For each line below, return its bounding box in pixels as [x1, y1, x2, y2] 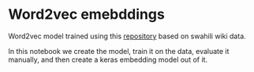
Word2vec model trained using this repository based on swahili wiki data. [8, 31, 246, 41]
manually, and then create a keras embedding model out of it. [8, 55, 207, 64]
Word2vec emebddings [8, 5, 166, 23]
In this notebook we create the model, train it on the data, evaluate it [8, 46, 230, 56]
